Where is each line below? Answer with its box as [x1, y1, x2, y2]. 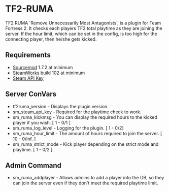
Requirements [5, 51, 51, 59]
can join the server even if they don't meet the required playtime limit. [12, 180, 158, 186]
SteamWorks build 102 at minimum [12, 70, 85, 76]
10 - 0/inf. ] [12, 136, 36, 142]
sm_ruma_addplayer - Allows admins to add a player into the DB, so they [12, 175, 164, 181]
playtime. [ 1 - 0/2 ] [12, 146, 53, 152]
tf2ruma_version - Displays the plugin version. [12, 103, 109, 109]
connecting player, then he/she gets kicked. [5, 36, 97, 42]
